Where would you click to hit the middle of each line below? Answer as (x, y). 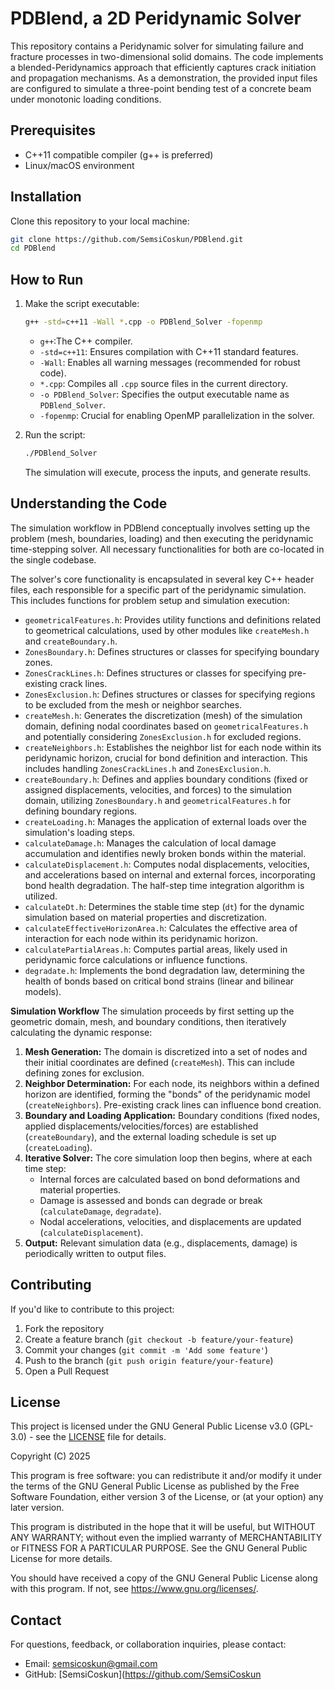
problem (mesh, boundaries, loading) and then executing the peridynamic (162, 538)
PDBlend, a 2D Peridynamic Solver (156, 18)
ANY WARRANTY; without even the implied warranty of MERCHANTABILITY (166, 1538)
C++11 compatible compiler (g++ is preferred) (119, 154)
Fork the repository (64, 1328)
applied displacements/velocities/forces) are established (141, 1126)
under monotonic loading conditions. (86, 99)
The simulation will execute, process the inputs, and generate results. (168, 472)
